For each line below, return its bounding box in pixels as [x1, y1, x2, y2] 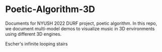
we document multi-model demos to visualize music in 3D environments [5, 25, 155, 31]
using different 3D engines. [5, 31, 62, 37]
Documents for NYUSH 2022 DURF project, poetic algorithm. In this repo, [5, 20, 157, 26]
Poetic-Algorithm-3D [5, 4, 96, 15]
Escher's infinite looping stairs [5, 40, 68, 46]
